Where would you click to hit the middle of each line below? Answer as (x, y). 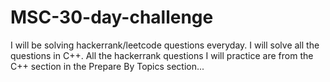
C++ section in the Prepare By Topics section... (107, 66)
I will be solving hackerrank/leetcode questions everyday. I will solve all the (165, 45)
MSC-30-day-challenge (112, 17)
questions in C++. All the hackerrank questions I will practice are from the (162, 55)
